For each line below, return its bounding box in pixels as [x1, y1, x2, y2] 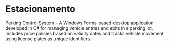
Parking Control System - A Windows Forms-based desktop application [5, 20, 154, 26]
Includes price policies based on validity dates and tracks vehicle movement [5, 30, 164, 36]
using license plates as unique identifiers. [5, 36, 92, 42]
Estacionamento [5, 3, 76, 15]
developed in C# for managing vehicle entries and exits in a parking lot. [5, 25, 153, 31]
